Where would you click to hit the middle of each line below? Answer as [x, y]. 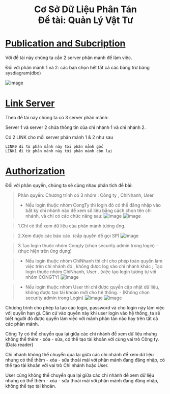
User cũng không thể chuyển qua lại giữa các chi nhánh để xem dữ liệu [80, 375]
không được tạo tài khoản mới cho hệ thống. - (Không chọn [88, 292]
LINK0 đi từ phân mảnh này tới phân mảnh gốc [54, 147]
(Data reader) [19, 345]
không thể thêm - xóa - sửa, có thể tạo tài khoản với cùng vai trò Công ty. [82, 339]
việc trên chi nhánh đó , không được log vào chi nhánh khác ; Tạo [94, 266]
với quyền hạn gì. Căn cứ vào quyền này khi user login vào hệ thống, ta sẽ [83, 313]
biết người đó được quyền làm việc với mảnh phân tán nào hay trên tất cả [82, 319]
